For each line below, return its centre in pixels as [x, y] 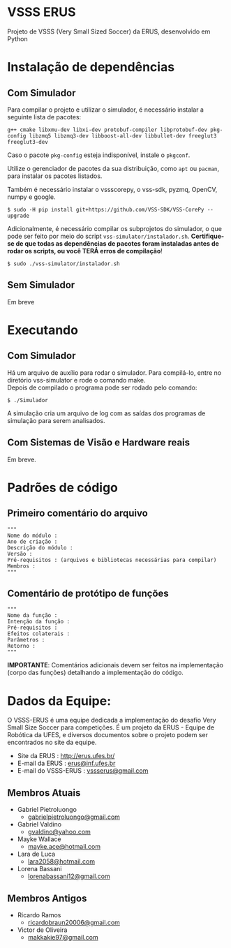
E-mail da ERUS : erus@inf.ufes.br [66, 763]
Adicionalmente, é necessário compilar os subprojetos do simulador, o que [114, 228]
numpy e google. [31, 197]
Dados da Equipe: [59, 701]
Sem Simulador [41, 285]
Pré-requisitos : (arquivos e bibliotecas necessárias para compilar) [112, 560]
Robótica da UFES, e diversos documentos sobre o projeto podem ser [107, 735]
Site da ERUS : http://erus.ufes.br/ [66, 756]
